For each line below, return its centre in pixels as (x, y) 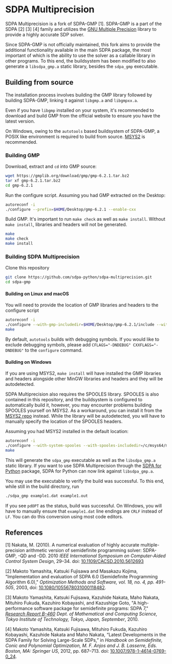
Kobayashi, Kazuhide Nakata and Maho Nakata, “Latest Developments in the (86, 635)
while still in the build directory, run (42, 486)
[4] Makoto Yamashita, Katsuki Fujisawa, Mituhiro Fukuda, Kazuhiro (76, 629)
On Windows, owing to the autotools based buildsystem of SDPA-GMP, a (82, 131)
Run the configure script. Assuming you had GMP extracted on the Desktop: (85, 195)
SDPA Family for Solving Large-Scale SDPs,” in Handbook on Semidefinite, (84, 640)
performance (19, 609)
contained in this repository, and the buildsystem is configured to (74, 400)
